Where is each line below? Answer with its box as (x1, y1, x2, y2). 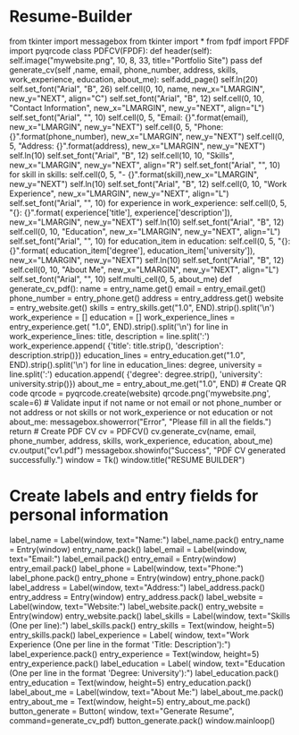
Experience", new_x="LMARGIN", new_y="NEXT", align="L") (9, 188, 229, 199)
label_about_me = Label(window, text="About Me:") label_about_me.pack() (9, 687, 284, 697)
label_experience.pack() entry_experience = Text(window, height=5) (9, 648, 260, 659)
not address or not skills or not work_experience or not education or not (9, 406, 274, 417)
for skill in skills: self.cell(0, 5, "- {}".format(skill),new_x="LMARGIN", (9, 168, 259, 180)
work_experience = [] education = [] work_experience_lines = (9, 312, 236, 322)
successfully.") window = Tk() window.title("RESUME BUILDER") (9, 454, 245, 465)
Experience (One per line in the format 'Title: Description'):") (9, 638, 231, 650)
